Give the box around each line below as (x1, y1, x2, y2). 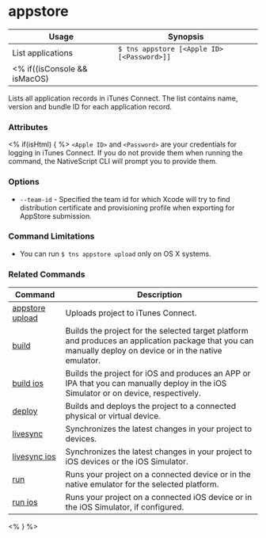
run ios (12, 497, 38, 508)
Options (8, 177, 40, 188)
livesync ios (12, 451, 56, 462)
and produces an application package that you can (65, 335, 254, 346)
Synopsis (167, 31, 204, 42)
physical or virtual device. (65, 410, 161, 422)
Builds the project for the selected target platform (65, 326, 249, 337)
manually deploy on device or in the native (65, 345, 223, 357)
